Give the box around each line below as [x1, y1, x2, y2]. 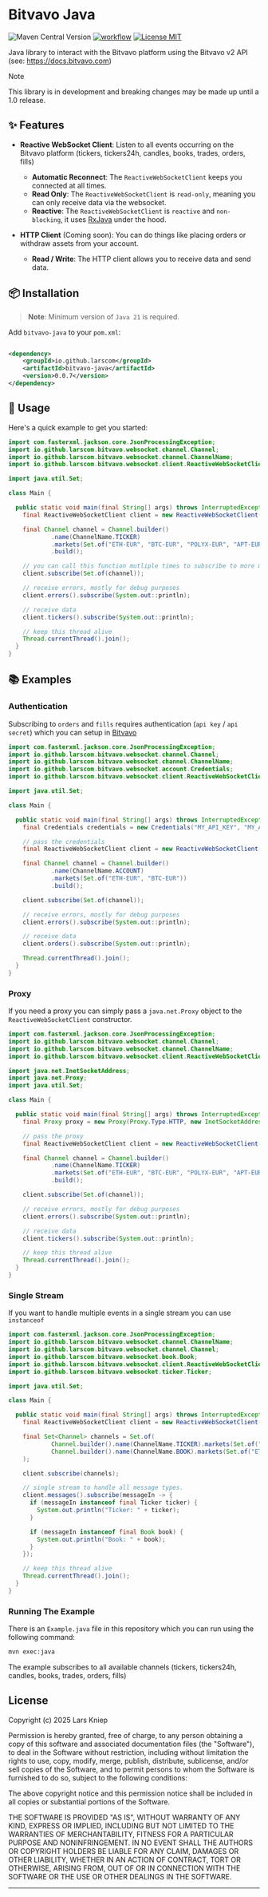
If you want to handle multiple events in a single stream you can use [8, 1308, 231, 1318]
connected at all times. [31, 180, 107, 190]
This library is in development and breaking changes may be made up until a [8, 86, 259, 97]
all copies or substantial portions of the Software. [8, 1796, 170, 1806]
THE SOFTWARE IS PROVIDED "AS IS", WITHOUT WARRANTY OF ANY [8, 1812, 241, 1822]
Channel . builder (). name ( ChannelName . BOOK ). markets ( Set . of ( [50, 1448, 251, 1455]
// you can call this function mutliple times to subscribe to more [22, 562, 255, 570]
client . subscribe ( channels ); [22, 1469, 120, 1478]
